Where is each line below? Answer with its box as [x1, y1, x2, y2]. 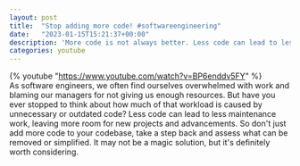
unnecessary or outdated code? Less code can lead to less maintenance [9, 109, 277, 120]
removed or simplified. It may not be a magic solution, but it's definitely [9, 137, 271, 148]
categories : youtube [9, 46, 87, 55]
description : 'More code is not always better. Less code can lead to [9, 37, 278, 47]
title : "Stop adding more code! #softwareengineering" [9, 21, 221, 30]
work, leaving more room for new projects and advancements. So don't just [9, 118, 287, 129]
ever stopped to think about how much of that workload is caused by [9, 99, 263, 110]
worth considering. [9, 146, 79, 157]
